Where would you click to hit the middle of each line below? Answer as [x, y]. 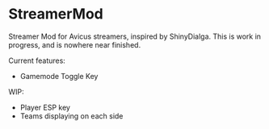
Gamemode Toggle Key [59, 76]
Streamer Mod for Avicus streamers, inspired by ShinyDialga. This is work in [134, 36]
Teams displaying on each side [71, 116]
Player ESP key [45, 107]
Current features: [37, 60]
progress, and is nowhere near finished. [75, 44]
